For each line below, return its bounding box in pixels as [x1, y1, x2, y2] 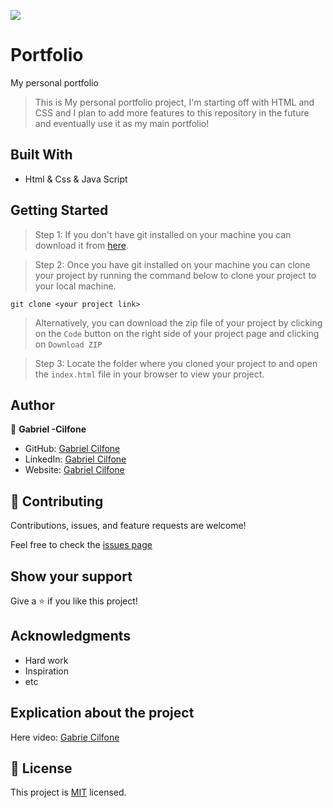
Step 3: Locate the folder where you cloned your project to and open [34, 357, 318, 369]
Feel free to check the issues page [10, 539, 153, 551]
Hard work [24, 654, 69, 666]
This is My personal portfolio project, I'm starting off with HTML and [34, 96, 315, 108]
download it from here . [34, 239, 129, 251]
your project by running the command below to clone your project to [34, 269, 317, 281]
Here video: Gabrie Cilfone [10, 731, 120, 743]
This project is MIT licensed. [10, 786, 127, 799]
